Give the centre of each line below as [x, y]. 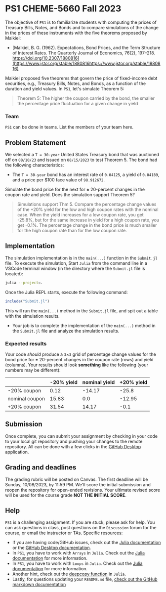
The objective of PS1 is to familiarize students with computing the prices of [81, 22]
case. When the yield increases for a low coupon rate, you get [80, 215]
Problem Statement [36, 143]
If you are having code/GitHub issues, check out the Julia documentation [86, 543]
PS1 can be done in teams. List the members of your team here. [69, 127]
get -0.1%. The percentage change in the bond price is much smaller [87, 225]
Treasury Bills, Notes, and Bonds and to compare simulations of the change [82, 27]
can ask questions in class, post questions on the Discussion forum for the [81, 528]
